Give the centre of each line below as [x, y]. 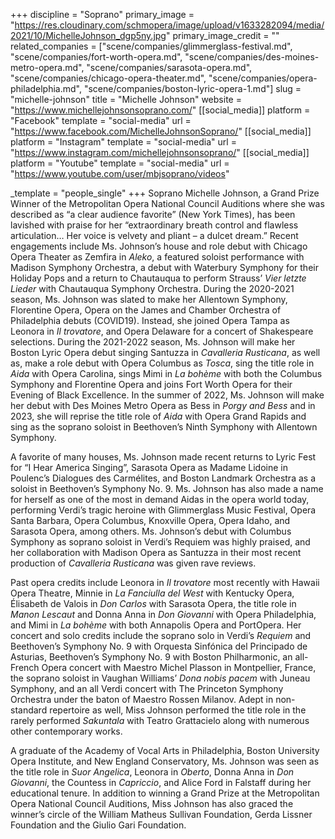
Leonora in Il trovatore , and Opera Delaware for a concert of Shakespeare [162, 331]
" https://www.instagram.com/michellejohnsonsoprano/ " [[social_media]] [160, 152]
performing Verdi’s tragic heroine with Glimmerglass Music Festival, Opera [163, 510]
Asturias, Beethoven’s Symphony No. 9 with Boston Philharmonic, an [151, 657]
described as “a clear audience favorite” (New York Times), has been [153, 214]
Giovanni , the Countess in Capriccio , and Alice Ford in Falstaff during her [161, 782]
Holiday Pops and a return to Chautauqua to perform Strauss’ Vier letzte [158, 278]
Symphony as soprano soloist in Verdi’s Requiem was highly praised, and [160, 542]
